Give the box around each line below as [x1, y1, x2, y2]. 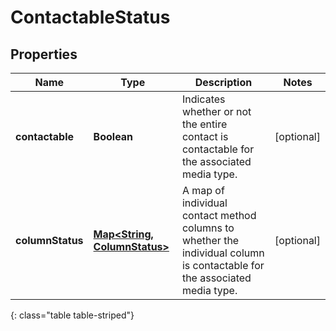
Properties [10, 46, 78, 63]
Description [194, 76, 253, 89]
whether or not [181, 105, 252, 118]
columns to [181, 221, 235, 235]
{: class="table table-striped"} [10, 309, 135, 321]
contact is [181, 130, 229, 143]
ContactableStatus [10, 6, 171, 29]
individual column [181, 246, 265, 260]
